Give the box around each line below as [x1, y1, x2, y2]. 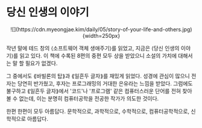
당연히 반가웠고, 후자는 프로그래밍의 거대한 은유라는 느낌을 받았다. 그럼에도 [17, 79, 193, 87]
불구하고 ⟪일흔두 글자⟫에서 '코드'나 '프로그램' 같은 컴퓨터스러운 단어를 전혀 [6, 87, 181, 94]
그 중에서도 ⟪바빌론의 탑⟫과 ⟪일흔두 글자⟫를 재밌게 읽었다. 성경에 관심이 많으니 [6, 72, 190, 79]
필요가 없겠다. [25, 59, 58, 67]
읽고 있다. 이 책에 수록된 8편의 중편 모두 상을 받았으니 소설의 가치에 [19, 52, 177, 59]
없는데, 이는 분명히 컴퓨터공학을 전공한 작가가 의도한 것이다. [19, 94, 159, 102]
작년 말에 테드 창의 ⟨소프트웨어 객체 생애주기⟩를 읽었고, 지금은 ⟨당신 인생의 [6, 44, 180, 52]
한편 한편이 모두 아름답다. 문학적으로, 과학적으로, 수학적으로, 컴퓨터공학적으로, [6, 108, 190, 115]
